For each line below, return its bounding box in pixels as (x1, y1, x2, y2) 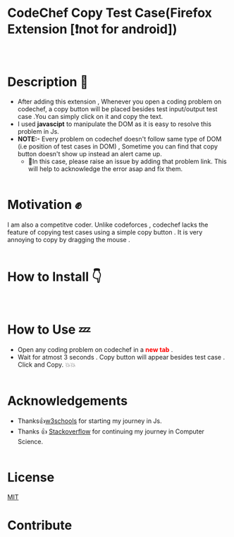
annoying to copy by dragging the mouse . (7, 235, 130, 244)
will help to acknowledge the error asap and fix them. (27, 164, 183, 173)
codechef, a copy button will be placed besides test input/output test (17, 104, 218, 113)
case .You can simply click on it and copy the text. (17, 112, 164, 120)
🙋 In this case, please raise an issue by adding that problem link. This (27, 157, 227, 165)
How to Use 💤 (7, 322, 90, 337)
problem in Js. (17, 127, 60, 135)
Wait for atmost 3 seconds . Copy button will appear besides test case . (17, 353, 226, 361)
